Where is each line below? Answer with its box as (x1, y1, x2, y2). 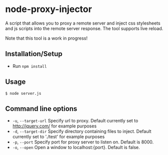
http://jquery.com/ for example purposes (12, 123, 97, 129)
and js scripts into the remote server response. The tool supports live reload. (5, 25, 163, 31)
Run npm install (12, 63, 47, 69)
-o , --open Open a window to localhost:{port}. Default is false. (12, 144, 140, 150)
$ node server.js (5, 91, 42, 96)
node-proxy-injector (5, 4, 92, 15)
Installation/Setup (5, 50, 63, 58)
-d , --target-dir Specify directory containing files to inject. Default (12, 128, 151, 134)
